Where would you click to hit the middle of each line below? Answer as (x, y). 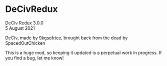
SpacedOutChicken (25, 43)
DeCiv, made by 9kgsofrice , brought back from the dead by (66, 38)
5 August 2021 (20, 28)
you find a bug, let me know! (34, 58)
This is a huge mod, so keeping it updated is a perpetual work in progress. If (83, 53)
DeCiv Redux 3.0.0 (24, 23)
